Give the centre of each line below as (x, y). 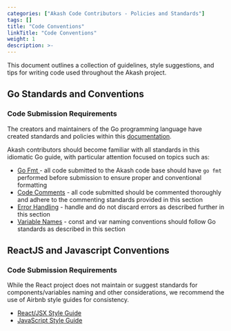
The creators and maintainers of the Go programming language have (104, 129)
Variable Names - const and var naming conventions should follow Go (116, 221)
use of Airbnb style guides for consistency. (68, 300)
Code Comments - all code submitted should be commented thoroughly (119, 192)
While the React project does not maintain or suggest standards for (102, 285)
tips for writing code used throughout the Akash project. (87, 72)
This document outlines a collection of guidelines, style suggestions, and (111, 65)
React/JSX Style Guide (49, 313)
